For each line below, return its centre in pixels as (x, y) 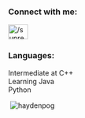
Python (20, 90)
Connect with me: (43, 12)
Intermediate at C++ (41, 72)
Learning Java (31, 81)
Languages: (31, 56)
